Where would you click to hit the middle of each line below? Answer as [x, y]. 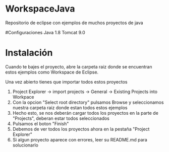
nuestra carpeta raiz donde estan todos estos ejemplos [70, 107]
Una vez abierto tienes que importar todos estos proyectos [66, 82]
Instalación [29, 53]
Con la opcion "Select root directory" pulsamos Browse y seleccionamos [88, 102]
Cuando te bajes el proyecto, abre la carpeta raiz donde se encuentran [79, 66]
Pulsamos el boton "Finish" [41, 123]
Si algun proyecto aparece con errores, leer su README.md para [80, 139]
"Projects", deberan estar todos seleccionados [61, 118]
